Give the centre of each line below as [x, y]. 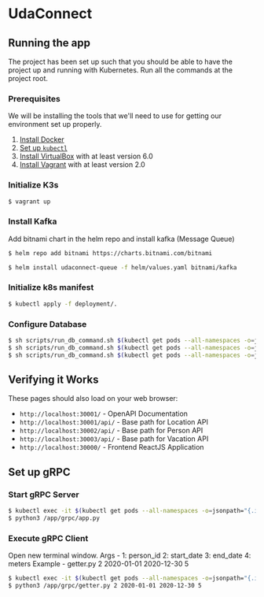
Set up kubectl [44, 148]
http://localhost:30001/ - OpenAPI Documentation [104, 413]
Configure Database [48, 324]
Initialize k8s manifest [51, 287]
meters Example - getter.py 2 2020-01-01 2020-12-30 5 [99, 564]
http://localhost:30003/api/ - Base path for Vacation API [114, 439]
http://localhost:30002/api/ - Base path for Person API [111, 431]
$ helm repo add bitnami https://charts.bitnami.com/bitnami [110, 253]
